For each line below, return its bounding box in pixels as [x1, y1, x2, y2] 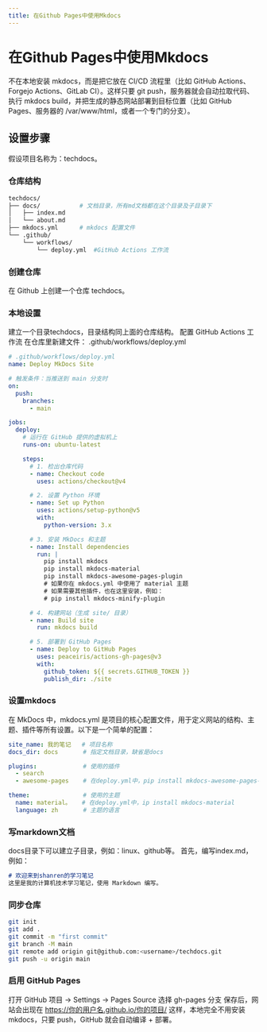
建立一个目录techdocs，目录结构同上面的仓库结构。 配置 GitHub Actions [8, 327, 246, 337]
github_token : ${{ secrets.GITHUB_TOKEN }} [43, 667, 191, 675]
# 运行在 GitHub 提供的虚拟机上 [22, 434, 118, 442]
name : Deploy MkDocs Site [8, 361, 94, 369]
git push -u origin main [8, 955, 91, 963]
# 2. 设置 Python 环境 [29, 492, 100, 500]
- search [15, 770, 44, 778]
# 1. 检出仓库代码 [29, 462, 83, 470]
